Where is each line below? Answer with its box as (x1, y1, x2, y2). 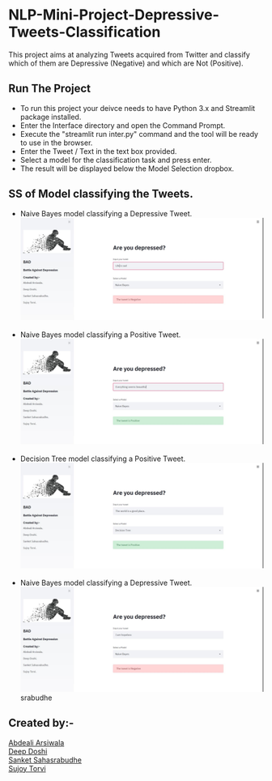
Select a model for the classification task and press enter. (19, 155, 212, 164)
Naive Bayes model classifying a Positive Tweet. (19, 330, 181, 339)
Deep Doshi (8, 746, 48, 756)
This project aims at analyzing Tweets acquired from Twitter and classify (8, 49, 251, 59)
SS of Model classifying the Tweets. (8, 187, 193, 201)
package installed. (19, 112, 82, 122)
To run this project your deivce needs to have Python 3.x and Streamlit (19, 103, 256, 113)
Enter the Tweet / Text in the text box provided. (19, 146, 177, 156)
